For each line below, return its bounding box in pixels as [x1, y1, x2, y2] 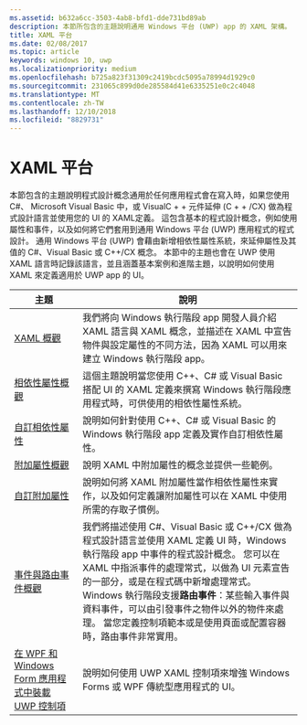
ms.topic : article [9, 48, 79, 57]
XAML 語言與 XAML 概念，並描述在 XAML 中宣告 [81, 325, 292, 338]
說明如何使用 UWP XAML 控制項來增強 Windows [81, 666, 291, 679]
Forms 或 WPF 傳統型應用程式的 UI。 [81, 680, 240, 693]
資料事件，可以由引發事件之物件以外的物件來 [81, 602, 275, 615]
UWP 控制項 [14, 700, 67, 713]
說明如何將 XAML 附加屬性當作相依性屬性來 [81, 476, 270, 489]
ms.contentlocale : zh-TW [9, 98, 104, 108]
